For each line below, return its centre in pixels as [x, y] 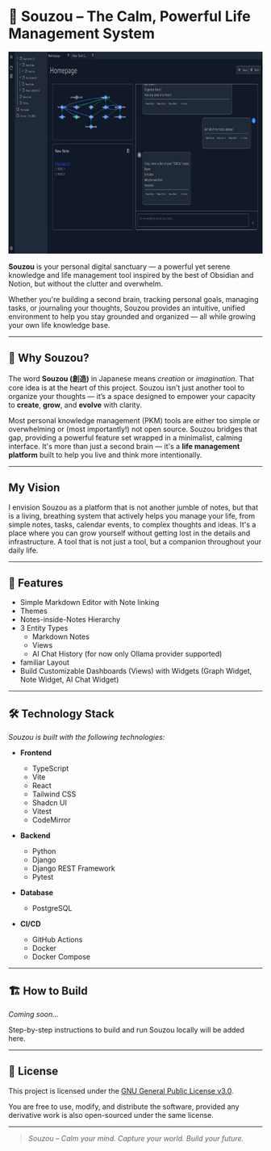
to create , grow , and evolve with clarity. [75, 405]
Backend [35, 836]
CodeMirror [51, 820]
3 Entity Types [44, 628]
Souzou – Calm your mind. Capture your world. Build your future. [136, 1138]
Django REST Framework [73, 868]
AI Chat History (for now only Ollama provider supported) [127, 654]
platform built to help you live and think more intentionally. [105, 455]
